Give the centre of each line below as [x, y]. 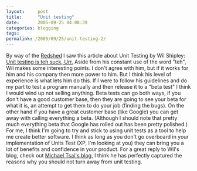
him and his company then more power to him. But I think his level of [89, 74]
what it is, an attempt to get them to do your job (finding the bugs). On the [95, 105]
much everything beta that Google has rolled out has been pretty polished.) [97, 124]
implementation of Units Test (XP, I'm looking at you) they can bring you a [95, 143]
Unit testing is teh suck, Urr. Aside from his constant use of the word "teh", [96, 62]
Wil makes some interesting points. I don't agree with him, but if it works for [97, 68]
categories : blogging [33, 28]
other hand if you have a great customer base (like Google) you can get [92, 112]
